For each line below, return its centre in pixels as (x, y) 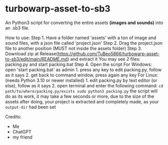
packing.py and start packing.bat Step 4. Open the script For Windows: (78, 64)
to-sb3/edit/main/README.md (36, 59)
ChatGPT (22, 131)
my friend (22, 137)
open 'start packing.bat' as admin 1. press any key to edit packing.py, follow (83, 69)
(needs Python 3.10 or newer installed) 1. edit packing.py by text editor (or (81, 80)
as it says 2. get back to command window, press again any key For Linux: (82, 75)
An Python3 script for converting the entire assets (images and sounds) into (84, 23)
